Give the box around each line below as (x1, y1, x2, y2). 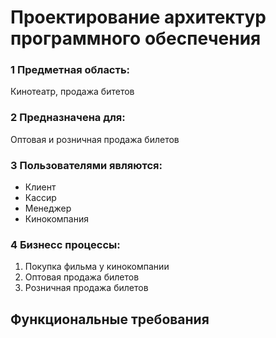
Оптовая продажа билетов (24, 271, 140, 283)
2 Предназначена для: (10, 111, 126, 125)
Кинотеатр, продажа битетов (10, 86, 135, 98)
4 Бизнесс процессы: (10, 238, 121, 251)
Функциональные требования (10, 311, 210, 328)
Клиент (24, 181, 57, 193)
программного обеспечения (10, 27, 262, 50)
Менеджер (24, 202, 72, 215)
